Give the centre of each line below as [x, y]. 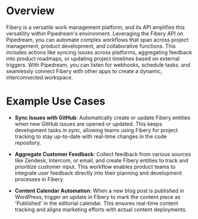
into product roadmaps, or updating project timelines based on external [93, 58]
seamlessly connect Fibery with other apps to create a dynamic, [84, 71]
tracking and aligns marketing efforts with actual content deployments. [101, 209]
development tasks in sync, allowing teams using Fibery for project [96, 130]
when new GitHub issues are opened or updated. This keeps [88, 124]
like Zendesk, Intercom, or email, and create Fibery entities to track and [101, 160]
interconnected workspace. [40, 77]
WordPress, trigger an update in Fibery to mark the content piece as [98, 197]
